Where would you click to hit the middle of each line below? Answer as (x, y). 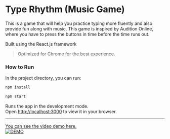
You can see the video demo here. (41, 126)
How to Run (20, 67)
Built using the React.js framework (41, 44)
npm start (16, 97)
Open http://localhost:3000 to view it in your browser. (61, 111)
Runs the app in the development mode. (47, 106)
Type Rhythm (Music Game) (65, 9)
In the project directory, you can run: (43, 78)
